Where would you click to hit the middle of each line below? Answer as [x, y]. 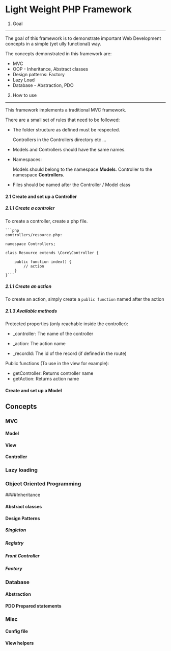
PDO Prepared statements [34, 606]
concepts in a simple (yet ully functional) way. [53, 43]
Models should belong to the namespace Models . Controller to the [82, 169]
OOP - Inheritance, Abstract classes [50, 69]
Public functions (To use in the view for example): [57, 364]
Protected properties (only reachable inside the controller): [67, 324]
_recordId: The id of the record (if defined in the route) [69, 353]
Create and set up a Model [34, 391]
